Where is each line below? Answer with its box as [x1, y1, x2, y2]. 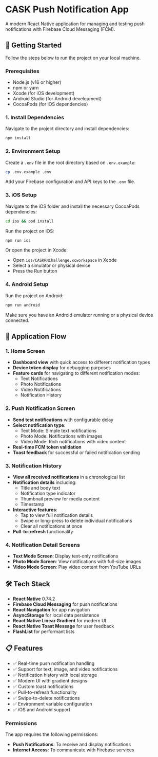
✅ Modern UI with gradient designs [12, 677, 88, 683]
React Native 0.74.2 [12, 596, 55, 602]
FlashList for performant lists [12, 628, 75, 635]
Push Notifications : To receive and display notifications [12, 742, 131, 748]
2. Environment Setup [5, 148, 61, 155]
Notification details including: [12, 479, 77, 485]
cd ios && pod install [5, 219, 54, 224]
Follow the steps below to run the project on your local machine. [5, 55, 141, 61]
